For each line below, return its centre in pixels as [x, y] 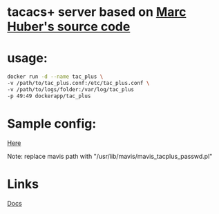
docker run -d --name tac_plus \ [55, 77]
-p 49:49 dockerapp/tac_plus [49, 96]
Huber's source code [69, 27]
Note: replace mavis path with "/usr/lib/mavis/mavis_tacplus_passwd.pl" [110, 156]
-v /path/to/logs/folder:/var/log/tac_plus [71, 89]
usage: [28, 58]
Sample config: [52, 123]
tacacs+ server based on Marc [97, 12]
